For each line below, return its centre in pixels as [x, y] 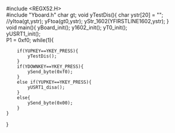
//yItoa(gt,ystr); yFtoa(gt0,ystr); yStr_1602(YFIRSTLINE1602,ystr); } [88, 21]
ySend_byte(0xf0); [50, 72]
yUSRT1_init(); [23, 34]
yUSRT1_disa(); [46, 87]
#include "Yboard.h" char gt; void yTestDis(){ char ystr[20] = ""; [85, 15]
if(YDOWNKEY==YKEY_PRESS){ [50, 66]
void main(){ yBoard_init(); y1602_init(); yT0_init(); [67, 27]
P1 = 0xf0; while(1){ [30, 40]
